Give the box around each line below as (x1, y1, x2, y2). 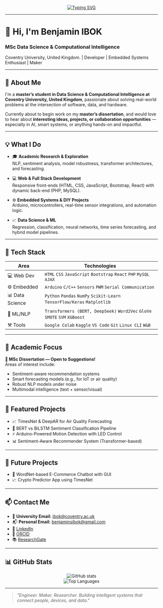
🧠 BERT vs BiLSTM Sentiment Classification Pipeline (12, 425, 116, 431)
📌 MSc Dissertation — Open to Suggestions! (5, 356, 96, 362)
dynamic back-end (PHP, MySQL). (12, 188, 81, 193)
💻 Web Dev (7, 272, 35, 279)
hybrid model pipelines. (12, 229, 59, 235)
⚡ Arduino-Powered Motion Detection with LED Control (12, 431, 122, 437)
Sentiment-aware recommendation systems (12, 371, 100, 377)
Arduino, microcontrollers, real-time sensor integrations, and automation (12, 202, 157, 208)
